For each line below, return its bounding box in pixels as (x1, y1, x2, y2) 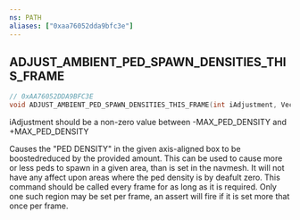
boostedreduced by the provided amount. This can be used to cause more (9, 153, 283, 164)
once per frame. (9, 200, 69, 211)
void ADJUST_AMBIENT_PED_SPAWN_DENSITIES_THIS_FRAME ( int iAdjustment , (9, 100, 278, 110)
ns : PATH (9, 13, 42, 22)
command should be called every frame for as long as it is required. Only (9, 182, 277, 192)
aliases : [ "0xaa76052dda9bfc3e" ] (9, 21, 134, 30)
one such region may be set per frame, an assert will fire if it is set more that (9, 191, 290, 202)
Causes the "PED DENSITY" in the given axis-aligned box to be (9, 144, 241, 155)
